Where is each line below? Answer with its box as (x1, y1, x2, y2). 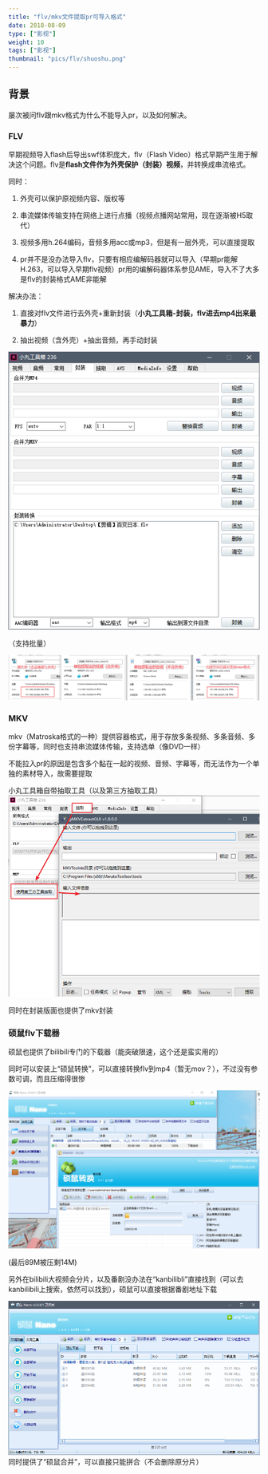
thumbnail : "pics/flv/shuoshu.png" (8, 55, 127, 63)
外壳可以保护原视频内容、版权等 (19, 194, 125, 204)
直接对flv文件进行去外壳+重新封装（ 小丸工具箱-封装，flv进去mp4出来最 (19, 308, 257, 318)
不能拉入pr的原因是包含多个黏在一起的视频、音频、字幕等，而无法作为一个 (8, 758, 253, 768)
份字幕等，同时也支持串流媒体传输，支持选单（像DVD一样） (8, 741, 205, 751)
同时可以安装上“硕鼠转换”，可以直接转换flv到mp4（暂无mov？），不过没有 (8, 1064, 251, 1073)
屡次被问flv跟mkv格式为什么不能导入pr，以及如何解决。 (8, 110, 191, 120)
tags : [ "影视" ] (8, 46, 57, 55)
